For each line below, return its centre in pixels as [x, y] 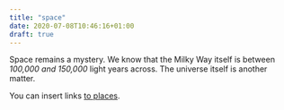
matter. [22, 79]
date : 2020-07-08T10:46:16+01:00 [72, 26]
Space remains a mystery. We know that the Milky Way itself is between [142, 60]
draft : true [31, 34]
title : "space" [38, 17]
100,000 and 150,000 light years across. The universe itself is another [138, 69]
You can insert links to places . [65, 96]
